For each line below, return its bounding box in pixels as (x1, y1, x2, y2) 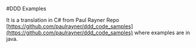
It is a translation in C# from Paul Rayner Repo (6, 17, 120, 23)
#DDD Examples (6, 5, 47, 12)
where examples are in (134, 29, 190, 36)
